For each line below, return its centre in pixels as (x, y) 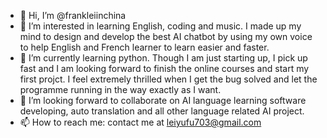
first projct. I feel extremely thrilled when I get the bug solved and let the (168, 79)
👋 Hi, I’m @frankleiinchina (73, 15)
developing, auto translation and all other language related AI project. (162, 111)
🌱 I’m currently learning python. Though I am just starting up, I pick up (163, 58)
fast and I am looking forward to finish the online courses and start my (164, 68)
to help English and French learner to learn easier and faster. (144, 47)
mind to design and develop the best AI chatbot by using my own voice (166, 36)
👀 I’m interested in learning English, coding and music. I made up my (160, 26)
